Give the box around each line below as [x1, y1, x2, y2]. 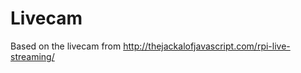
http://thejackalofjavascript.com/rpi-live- [123, 40, 291, 52]
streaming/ [10, 50, 55, 62]
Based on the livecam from [10, 40, 122, 52]
